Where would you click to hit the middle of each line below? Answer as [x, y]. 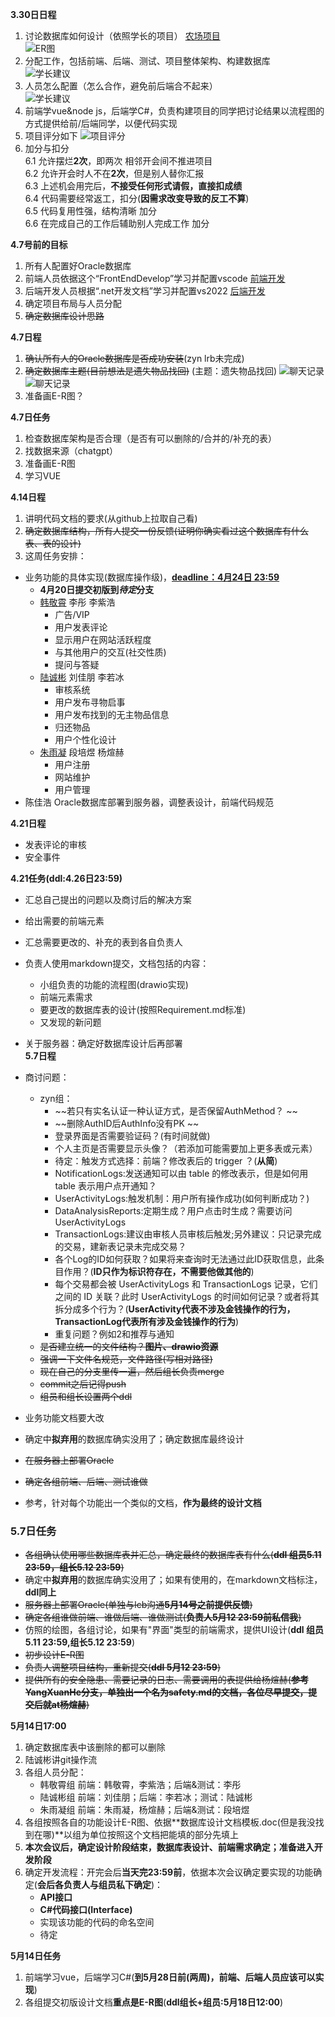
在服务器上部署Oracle [69, 1460]
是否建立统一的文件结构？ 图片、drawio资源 [129, 1346]
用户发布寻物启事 [90, 702]
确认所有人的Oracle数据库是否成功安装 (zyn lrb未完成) [134, 358]
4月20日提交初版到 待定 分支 [97, 589]
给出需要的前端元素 [64, 921]
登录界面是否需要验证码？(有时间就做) [132, 1136]
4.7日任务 [30, 417]
